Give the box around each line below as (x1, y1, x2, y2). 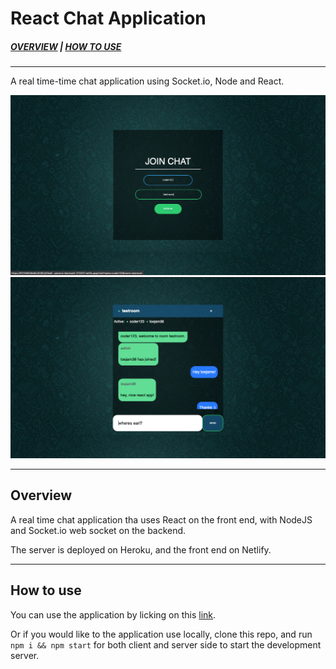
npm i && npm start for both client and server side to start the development (10, 638, 322, 651)
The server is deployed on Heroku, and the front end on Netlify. (10, 543, 272, 556)
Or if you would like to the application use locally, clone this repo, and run (10, 628, 313, 640)
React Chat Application (10, 7, 207, 30)
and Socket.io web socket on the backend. (10, 524, 187, 536)
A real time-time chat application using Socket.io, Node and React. (10, 75, 285, 87)
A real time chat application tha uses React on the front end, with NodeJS (10, 513, 313, 526)
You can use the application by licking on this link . (10, 608, 217, 621)
